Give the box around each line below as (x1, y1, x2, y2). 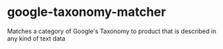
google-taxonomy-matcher (7, 4, 167, 20)
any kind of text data (7, 34, 65, 42)
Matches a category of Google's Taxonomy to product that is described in (7, 27, 217, 35)
